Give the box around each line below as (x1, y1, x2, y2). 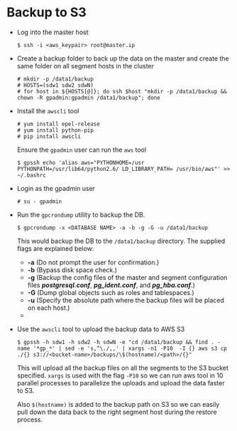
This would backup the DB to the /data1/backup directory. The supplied (16, 237, 226, 245)
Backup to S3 (6, 4, 87, 21)
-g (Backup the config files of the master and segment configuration (27, 273, 228, 281)
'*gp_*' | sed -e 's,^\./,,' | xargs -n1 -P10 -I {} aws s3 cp (33, 345, 228, 352)
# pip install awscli (16, 133, 81, 140)
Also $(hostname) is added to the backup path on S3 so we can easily (16, 400, 220, 408)
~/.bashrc (16, 172, 47, 179)
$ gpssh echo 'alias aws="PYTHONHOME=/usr (16, 159, 145, 166)
